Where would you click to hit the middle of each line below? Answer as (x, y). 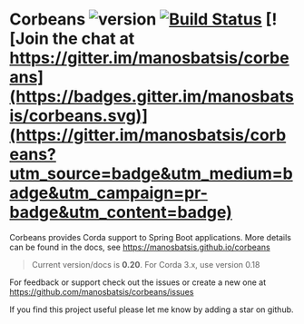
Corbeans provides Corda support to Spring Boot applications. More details (151, 237)
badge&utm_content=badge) (121, 212)
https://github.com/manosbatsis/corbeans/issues (102, 291)
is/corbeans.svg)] (78, 116)
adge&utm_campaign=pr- (109, 193)
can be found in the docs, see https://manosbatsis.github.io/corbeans (140, 247)
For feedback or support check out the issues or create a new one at (138, 282)
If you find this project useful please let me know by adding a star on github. (152, 309)
